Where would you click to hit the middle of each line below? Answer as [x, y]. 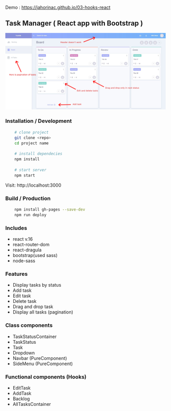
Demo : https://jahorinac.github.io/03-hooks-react [58, 7]
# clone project [32, 132]
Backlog [21, 399]
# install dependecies [38, 154]
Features [17, 274]
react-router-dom [31, 245]
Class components [29, 325]
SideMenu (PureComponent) [42, 364]
